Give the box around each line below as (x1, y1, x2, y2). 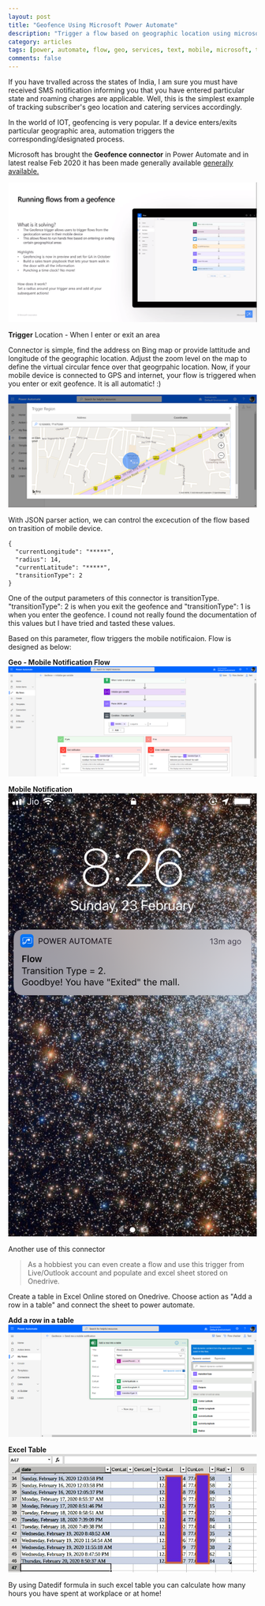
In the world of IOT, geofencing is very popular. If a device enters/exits (8, 118, 237, 126)
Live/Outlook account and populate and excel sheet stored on (27, 1269, 229, 1278)
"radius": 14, (15, 556, 62, 564)
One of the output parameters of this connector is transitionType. (8, 594, 219, 603)
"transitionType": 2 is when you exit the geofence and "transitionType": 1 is (8, 601, 251, 612)
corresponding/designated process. (8, 134, 125, 144)
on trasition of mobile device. (8, 524, 103, 533)
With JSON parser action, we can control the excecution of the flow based (8, 515, 250, 525)
